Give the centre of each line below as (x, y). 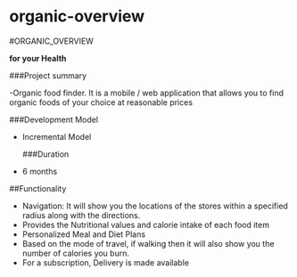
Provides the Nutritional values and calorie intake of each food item (146, 224)
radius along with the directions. (81, 215)
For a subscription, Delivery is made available (106, 262)
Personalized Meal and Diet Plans (83, 234)
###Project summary (48, 75)
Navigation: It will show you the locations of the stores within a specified (155, 206)
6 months (40, 171)
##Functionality (38, 188)
